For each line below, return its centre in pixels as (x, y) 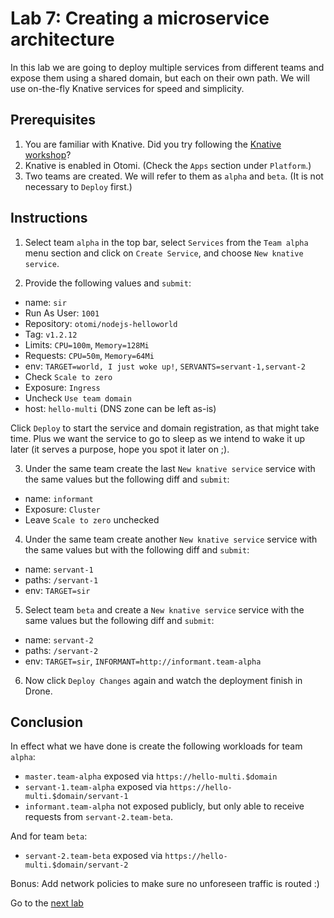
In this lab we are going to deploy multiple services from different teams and (167, 67)
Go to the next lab (47, 903)
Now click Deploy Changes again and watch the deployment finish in (163, 680)
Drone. (38, 691)
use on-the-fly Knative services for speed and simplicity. (127, 88)
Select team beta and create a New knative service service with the (164, 609)
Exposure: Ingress (62, 387)
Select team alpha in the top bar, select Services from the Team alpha (166, 242)
